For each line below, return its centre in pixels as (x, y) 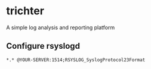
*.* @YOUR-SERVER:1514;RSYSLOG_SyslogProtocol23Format (76, 60)
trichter (25, 11)
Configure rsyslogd (43, 46)
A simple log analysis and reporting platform (61, 27)
